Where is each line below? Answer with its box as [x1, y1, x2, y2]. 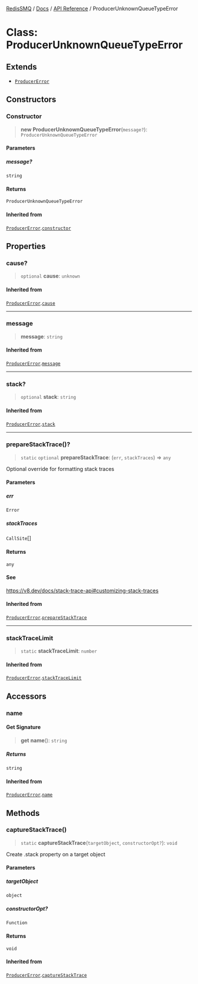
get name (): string [20, 737, 68, 744]
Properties [6, 241, 46, 251]
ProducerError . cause [6, 299, 55, 307]
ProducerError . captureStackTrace [6, 971, 87, 978]
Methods [6, 808, 40, 818]
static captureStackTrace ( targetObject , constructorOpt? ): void [20, 839, 178, 846]
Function [6, 920, 28, 926]
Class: [6, 26, 38, 39]
